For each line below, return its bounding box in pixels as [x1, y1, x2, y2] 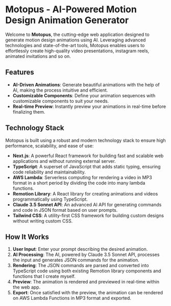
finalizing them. [12, 108, 45, 115]
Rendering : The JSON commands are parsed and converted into [12, 263, 149, 269]
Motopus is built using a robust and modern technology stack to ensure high [5, 137, 166, 143]
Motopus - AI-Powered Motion [5, 4, 137, 15]
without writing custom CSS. [12, 217, 73, 224]
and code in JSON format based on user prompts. [12, 207, 118, 213]
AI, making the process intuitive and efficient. [12, 87, 108, 93]
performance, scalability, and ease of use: [5, 142, 94, 149]
